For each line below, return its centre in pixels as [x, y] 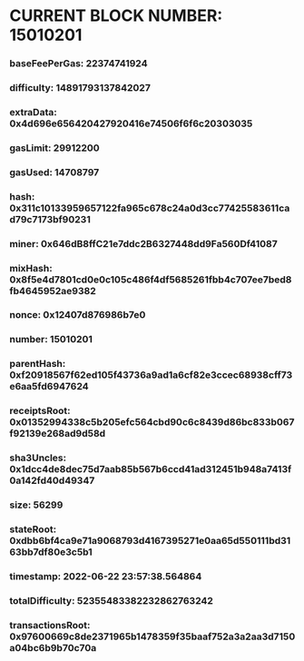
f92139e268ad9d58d [58, 434]
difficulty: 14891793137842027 [80, 88]
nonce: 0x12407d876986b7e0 [78, 315]
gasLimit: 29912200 [54, 148]
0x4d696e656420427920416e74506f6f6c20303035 [131, 123]
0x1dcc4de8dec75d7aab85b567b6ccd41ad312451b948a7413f [151, 469]
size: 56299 [36, 505]
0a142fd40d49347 [52, 480]
